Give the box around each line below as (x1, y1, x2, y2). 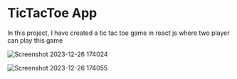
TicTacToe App (7, 5, 98, 21)
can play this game (7, 36, 63, 44)
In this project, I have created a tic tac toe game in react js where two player (7, 28, 230, 37)
